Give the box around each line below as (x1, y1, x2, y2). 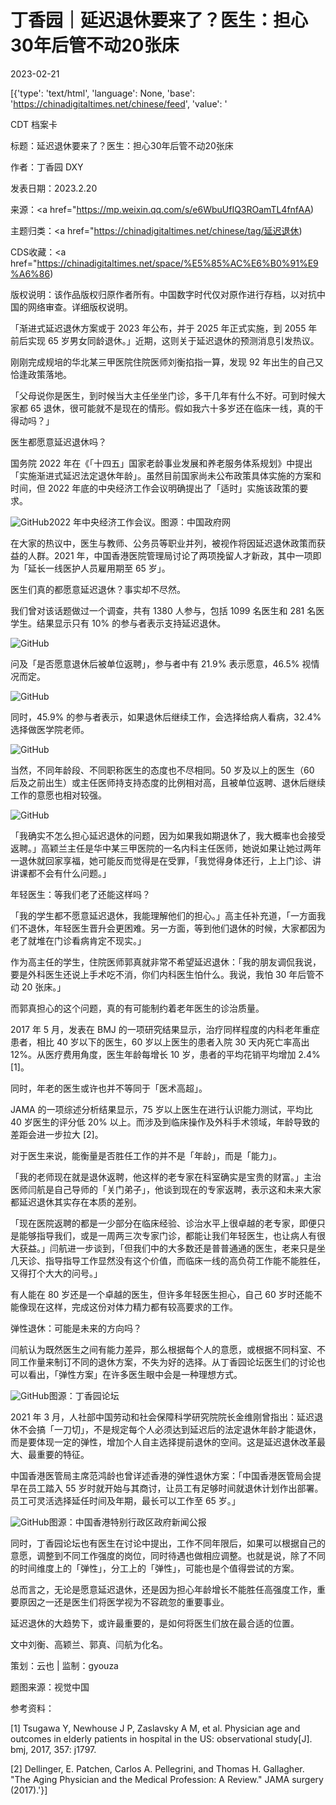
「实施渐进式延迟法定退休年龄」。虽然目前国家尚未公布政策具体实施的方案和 (10, 469, 322, 481)
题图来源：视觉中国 (10, 1681, 90, 1693)
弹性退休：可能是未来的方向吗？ (10, 1322, 142, 1334)
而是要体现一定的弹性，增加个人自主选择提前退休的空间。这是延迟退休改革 (10, 1436, 317, 1448)
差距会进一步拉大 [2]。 (10, 1128, 104, 1140)
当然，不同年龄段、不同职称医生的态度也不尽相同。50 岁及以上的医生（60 (10, 764, 315, 776)
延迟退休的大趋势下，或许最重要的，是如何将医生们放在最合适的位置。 (10, 1617, 300, 1629)
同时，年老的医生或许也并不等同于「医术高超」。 (10, 1082, 208, 1094)
